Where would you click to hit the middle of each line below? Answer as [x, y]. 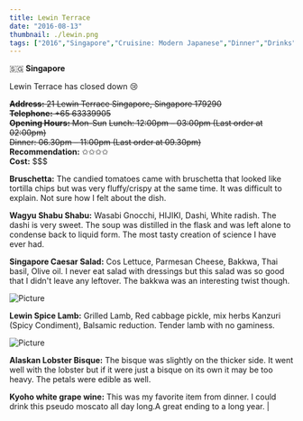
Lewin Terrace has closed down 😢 [73, 87]
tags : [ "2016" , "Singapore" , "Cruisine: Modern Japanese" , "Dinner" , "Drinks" [153, 43]
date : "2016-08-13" [46, 26]
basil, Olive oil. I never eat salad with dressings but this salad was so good [147, 271]
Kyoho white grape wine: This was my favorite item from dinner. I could [143, 397]
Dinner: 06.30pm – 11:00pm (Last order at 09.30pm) [105, 142]
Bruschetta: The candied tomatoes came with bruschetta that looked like [146, 179]
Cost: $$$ [28, 161]
